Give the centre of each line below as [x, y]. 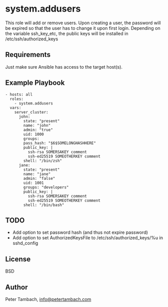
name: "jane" [37, 174]
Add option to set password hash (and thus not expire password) [80, 232]
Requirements [28, 55]
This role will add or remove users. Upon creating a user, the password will [83, 23]
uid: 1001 [34, 183]
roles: [17, 99]
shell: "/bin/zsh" [43, 161]
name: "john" [37, 125]
